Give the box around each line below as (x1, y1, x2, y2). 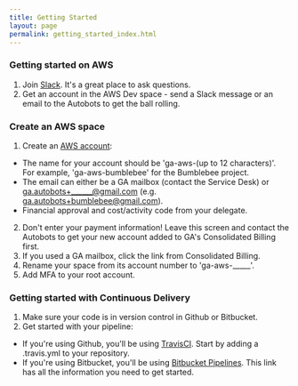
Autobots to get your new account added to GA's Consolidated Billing (21, 231, 276, 242)
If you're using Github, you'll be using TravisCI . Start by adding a (21, 339, 259, 350)
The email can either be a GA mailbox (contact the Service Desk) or (21, 176, 270, 187)
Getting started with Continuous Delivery (9, 291, 191, 303)
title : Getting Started (9, 12, 98, 22)
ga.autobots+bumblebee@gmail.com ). (21, 195, 164, 205)
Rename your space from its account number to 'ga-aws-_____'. (21, 260, 255, 270)
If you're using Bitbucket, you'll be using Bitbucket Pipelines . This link (21, 358, 278, 368)
